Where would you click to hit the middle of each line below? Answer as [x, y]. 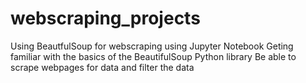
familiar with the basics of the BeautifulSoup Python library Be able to [153, 56]
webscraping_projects [105, 18]
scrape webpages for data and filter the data [102, 67]
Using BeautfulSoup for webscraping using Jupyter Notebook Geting [152, 46]
